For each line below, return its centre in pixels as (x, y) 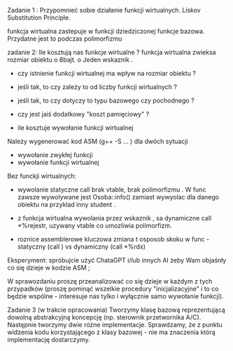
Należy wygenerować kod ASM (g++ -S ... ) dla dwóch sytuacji (98, 141)
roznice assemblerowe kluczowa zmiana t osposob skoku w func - (113, 239)
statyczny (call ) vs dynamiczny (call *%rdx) (81, 246)
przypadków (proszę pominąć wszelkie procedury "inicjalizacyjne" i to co (113, 289)
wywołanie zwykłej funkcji (55, 155)
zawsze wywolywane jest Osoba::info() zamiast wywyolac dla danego (118, 197)
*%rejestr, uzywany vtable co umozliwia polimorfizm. (95, 225)
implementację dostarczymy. (49, 339)
